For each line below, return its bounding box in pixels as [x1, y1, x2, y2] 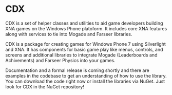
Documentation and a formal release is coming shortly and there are [5, 67, 150, 73]
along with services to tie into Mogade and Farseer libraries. [5, 31, 132, 37]
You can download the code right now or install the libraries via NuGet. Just [5, 78, 165, 84]
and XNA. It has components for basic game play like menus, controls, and [5, 46, 163, 52]
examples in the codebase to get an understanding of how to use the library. [5, 72, 167, 79]
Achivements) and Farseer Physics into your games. [5, 57, 116, 63]
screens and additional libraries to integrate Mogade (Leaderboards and [5, 52, 158, 58]
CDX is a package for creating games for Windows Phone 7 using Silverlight [5, 41, 166, 47]
